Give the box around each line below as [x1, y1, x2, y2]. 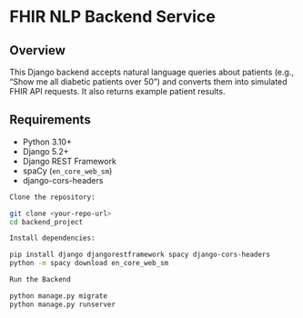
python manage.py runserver [9, 300, 116, 309]
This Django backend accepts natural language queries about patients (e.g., [9, 66, 294, 77]
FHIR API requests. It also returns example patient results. [9, 86, 226, 96]
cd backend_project [9, 217, 84, 226]
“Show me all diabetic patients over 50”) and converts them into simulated [9, 76, 288, 87]
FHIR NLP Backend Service [9, 6, 216, 27]
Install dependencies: [9, 234, 96, 243]
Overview [9, 43, 66, 58]
